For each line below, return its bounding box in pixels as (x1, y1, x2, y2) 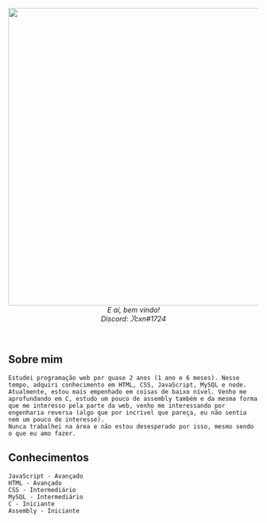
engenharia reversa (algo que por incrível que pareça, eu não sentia (8, 409, 247, 417)
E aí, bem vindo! (106, 306, 161, 314)
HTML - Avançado (8, 479, 62, 487)
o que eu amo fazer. (8, 429, 77, 437)
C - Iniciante (8, 500, 56, 508)
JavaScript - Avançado (8, 472, 83, 480)
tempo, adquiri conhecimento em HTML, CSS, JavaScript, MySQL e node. (8, 381, 247, 389)
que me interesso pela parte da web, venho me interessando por (8, 402, 226, 410)
